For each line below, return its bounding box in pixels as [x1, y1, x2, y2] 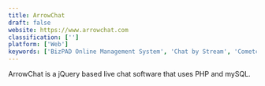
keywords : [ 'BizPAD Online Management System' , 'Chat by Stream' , [8, 48, 231, 56]
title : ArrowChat [8, 11, 65, 20]
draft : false [8, 19, 51, 27]
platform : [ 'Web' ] [8, 41, 69, 48]
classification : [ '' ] [8, 33, 80, 41]
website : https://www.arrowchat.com [8, 26, 129, 34]
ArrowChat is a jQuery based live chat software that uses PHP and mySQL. [8, 70, 251, 78]
